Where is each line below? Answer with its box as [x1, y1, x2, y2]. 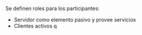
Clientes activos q [13, 23, 57, 29]
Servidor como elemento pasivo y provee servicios [13, 16, 136, 23]
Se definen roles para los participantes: [5, 5, 100, 12]
